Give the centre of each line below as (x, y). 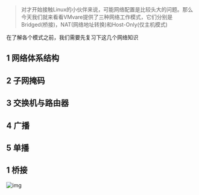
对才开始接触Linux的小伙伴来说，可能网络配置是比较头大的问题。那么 (107, 9)
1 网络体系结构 (33, 58)
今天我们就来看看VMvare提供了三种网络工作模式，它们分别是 (97, 17)
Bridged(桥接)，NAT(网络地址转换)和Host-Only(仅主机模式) (94, 24)
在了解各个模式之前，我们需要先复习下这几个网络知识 (72, 37)
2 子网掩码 (26, 81)
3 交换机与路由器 (38, 103)
